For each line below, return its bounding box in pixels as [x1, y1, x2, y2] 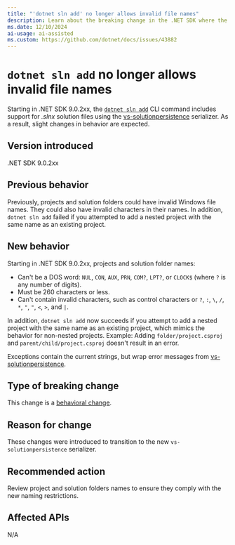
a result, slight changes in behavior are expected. [7, 120, 150, 129]
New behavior [7, 240, 70, 253]
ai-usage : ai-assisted [7, 29, 74, 37]
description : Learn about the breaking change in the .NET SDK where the [7, 17, 228, 24]
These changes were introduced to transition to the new [7, 438, 170, 446]
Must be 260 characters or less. [17, 287, 110, 296]
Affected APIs [7, 512, 69, 524]
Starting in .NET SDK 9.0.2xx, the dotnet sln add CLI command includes [7, 105, 217, 113]
